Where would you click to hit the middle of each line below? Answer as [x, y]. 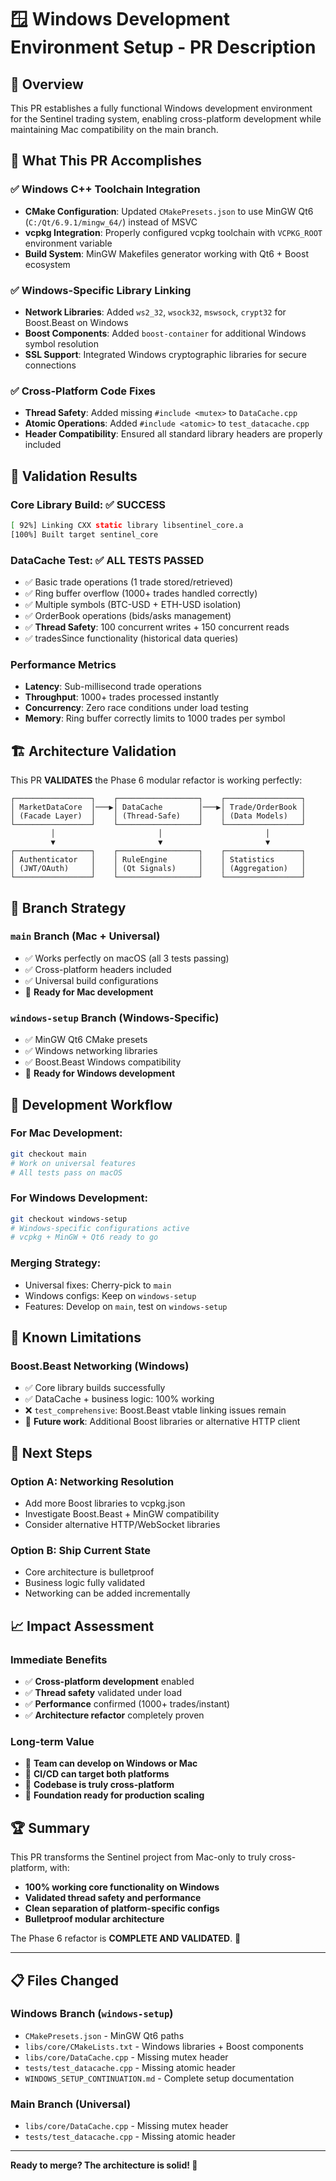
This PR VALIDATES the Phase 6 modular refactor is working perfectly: [156, 780]
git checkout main [48, 1154]
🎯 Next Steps [51, 1452]
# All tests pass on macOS [66, 1172]
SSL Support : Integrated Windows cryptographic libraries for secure [165, 354]
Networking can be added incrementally [107, 1593]
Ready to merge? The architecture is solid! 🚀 [104, 2165]
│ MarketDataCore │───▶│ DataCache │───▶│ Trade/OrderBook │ [158, 807]
